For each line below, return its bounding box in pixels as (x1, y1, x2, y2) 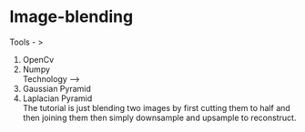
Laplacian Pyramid (22, 93, 93, 104)
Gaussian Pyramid (22, 83, 91, 94)
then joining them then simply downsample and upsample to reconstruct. (22, 112, 297, 123)
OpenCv (22, 54, 55, 65)
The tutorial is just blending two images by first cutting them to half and (22, 102, 291, 113)
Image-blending (9, 6, 134, 27)
